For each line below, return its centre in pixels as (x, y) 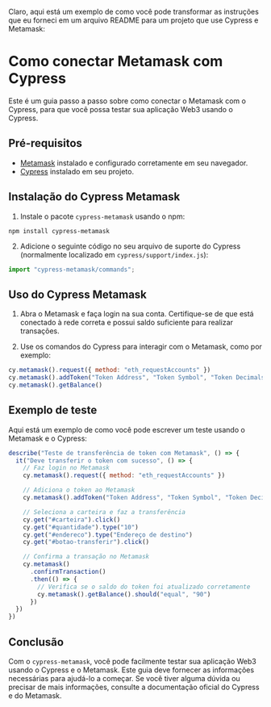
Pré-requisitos (46, 143)
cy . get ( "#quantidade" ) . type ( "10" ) (81, 527)
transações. (40, 331)
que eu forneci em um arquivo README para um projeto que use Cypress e (133, 20)
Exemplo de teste (53, 410)
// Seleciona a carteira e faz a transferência (104, 512)
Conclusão (36, 642)
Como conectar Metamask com (116, 62)
